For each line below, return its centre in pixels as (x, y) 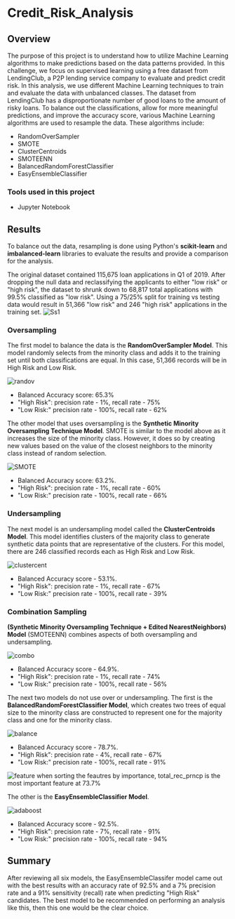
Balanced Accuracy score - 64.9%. (68, 669)
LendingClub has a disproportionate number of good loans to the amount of (117, 100)
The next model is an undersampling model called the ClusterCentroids (111, 529)
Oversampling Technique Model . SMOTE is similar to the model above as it (116, 431)
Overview (29, 39)
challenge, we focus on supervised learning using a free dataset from (108, 71)
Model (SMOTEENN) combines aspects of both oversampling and (102, 634)
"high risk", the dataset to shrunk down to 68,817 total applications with (110, 290)
